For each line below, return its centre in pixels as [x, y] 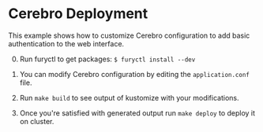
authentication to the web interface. [66, 43]
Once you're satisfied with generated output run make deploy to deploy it [137, 113]
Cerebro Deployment [78, 14]
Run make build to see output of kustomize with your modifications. [129, 97]
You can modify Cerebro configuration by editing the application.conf [135, 74]
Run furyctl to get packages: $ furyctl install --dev [107, 59]
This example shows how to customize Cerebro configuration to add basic [129, 35]
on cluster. [37, 121]
